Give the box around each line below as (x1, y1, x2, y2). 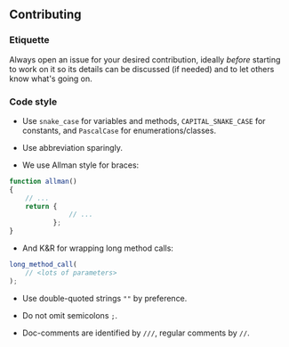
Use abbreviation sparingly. (21, 142, 123, 153)
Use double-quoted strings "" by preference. (21, 293, 188, 303)
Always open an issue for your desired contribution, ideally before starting (9, 54, 281, 65)
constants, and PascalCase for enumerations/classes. (21, 125, 216, 136)
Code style (9, 95, 58, 108)
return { (25, 202, 58, 211)
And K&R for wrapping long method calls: (21, 243, 173, 253)
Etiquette (9, 34, 50, 46)
